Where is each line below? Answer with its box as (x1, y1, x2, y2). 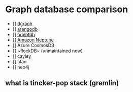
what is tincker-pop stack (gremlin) (5, 79, 119, 87)
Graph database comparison (5, 4, 128, 15)
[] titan (12, 58, 27, 64)
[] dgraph (12, 20, 33, 27)
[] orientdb (12, 31, 36, 37)
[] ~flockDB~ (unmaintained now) (12, 48, 83, 54)
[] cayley (12, 53, 31, 59)
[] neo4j (12, 64, 29, 70)
